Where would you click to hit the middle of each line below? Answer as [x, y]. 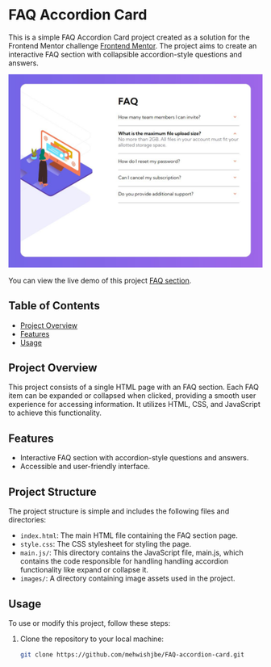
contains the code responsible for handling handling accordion [124, 561]
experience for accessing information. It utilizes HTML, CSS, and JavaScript [134, 405]
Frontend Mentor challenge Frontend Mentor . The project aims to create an [133, 45]
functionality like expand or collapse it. [84, 570]
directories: [27, 520]
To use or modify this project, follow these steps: [90, 623]
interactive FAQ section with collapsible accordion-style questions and [125, 54]
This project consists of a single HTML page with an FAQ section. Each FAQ [134, 387]
